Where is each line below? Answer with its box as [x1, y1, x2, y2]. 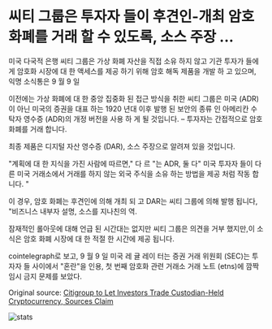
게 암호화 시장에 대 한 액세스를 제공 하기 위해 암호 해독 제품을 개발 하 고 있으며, [8, 66, 257, 76]
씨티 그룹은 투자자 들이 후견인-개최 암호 [8, 7, 255, 26]
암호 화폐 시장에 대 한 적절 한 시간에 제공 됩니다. [23, 233, 175, 244]
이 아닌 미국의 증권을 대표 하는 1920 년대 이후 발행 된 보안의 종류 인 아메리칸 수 [8, 103, 258, 114]
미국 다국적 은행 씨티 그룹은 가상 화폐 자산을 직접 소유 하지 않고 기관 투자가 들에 [8, 56, 260, 66]
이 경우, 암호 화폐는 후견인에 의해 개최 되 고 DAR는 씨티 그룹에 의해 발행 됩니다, [8, 196, 258, 206]
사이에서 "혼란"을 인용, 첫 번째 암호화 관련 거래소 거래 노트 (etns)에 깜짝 [32, 261, 260, 271]
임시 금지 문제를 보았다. [8, 271, 83, 281]
